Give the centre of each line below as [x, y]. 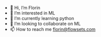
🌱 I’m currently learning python [42, 18]
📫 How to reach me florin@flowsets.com [53, 29]
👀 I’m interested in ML [32, 13]
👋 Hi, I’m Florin [25, 8]
